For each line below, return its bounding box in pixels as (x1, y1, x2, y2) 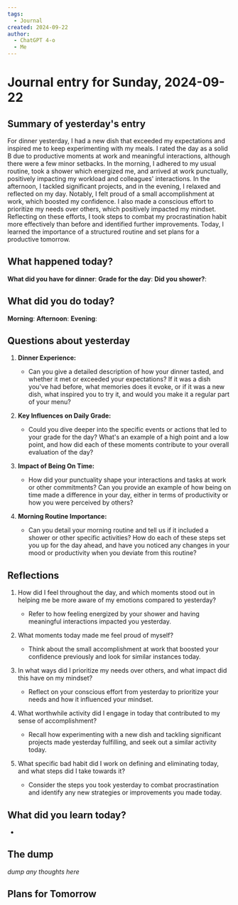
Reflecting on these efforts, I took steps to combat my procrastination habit (7, 212, 227, 221)
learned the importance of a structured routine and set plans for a (7, 227, 200, 236)
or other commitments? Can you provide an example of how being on (28, 483, 232, 492)
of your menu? (28, 398, 71, 406)
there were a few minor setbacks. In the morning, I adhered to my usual (7, 160, 217, 167)
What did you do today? (7, 295, 115, 307)
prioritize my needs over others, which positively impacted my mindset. (7, 205, 217, 213)
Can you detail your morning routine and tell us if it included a (28, 526, 209, 534)
